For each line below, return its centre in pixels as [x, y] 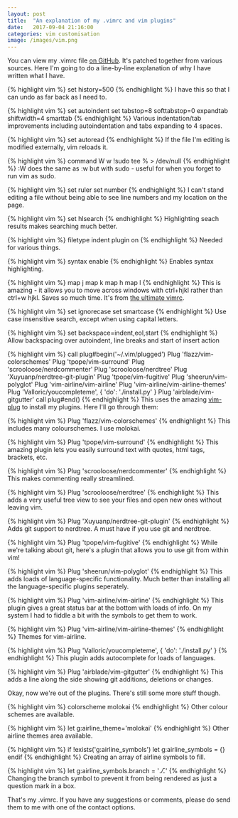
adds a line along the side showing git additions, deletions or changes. [110, 679]
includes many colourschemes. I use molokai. [74, 429]
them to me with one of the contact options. [71, 807]
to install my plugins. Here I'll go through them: [90, 407]
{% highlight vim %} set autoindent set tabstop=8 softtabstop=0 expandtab [118, 111]
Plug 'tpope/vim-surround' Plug [98, 362]
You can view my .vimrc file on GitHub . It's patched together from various [115, 60]
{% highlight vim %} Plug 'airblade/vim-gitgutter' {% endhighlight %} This [115, 672]
